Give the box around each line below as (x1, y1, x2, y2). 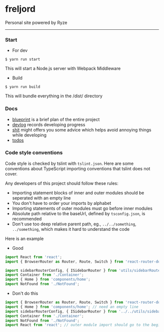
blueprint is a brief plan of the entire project (12, 116, 100, 122)
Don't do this (12, 290, 38, 296)
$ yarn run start (5, 57, 41, 62)
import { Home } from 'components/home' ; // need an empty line (5, 304, 139, 309)
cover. (5, 171, 18, 177)
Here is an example (5, 236, 44, 242)
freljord (5, 3, 36, 15)
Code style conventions (5, 149, 63, 156)
